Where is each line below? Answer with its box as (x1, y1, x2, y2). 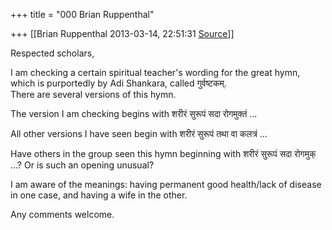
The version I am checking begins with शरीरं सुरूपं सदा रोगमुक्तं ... (10, 108, 258, 119)
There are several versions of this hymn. (10, 89, 177, 100)
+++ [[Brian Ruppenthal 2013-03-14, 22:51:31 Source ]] (10, 28, 235, 39)
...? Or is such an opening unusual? (10, 159, 155, 171)
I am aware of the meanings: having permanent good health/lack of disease (10, 179, 322, 190)
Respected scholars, (10, 47, 95, 59)
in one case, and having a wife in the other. (10, 189, 188, 201)
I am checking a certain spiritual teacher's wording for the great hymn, (10, 67, 301, 78)
